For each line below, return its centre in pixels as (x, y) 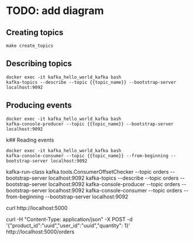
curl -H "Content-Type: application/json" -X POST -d (69, 219)
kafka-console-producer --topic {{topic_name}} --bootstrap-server (90, 124)
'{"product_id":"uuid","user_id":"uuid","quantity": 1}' (68, 225)
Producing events (39, 106)
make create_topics (30, 46)
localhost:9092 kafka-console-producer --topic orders (114, 184)
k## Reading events (30, 140)
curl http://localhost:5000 (37, 208)
